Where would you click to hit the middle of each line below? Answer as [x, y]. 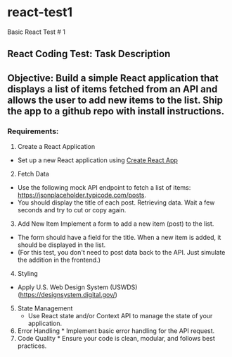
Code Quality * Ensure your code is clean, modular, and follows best [116, 339]
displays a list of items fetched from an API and [112, 89]
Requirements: [33, 131]
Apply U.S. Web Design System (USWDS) [77, 287]
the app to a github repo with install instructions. [116, 111]
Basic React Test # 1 [36, 32]
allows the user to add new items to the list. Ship [115, 100]
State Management [45, 308]
